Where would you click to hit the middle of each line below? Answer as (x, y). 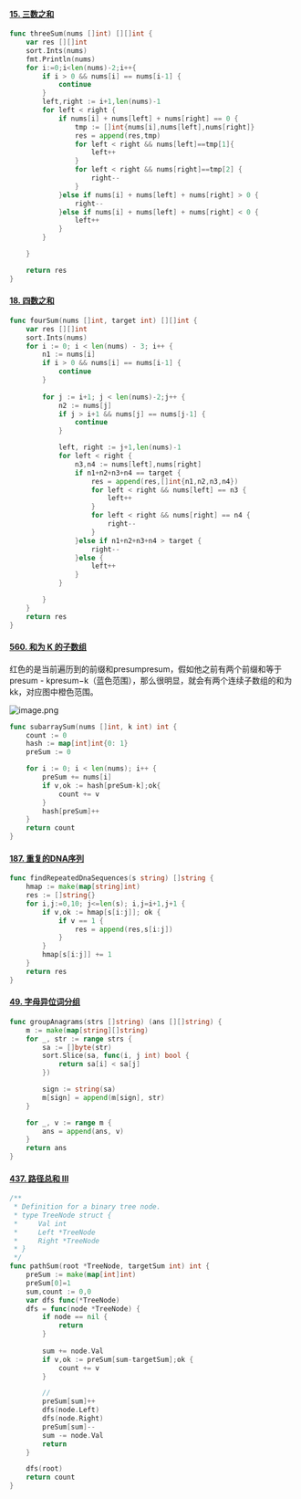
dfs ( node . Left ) (71, 1410)
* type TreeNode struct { (62, 1215)
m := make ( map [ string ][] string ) (87, 1030)
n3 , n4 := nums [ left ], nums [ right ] (138, 464)
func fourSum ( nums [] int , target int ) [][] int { (104, 320)
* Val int (40, 1223)
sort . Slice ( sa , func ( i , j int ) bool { (116, 1056)
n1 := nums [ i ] (69, 355)
